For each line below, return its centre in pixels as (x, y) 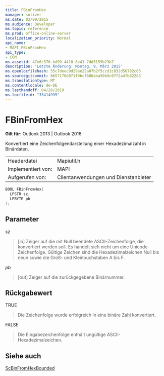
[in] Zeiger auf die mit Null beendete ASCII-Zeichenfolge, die (80, 241)
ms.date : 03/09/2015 (27, 19)
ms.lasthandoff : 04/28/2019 (35, 90)
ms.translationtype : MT (30, 81)
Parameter (22, 219)
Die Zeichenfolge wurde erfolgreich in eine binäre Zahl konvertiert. (87, 315)
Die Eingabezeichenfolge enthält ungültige (62, 334)
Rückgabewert (29, 293)
